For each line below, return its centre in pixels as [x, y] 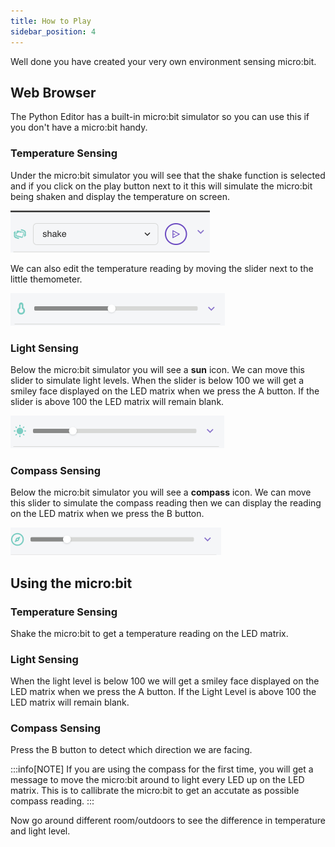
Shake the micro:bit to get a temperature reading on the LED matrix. [149, 633]
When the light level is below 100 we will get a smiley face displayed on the [165, 681]
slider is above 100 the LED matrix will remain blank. [117, 401]
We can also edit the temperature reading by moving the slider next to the [162, 268]
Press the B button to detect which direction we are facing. [131, 750]
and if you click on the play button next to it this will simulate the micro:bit [161, 186]
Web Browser [53, 92]
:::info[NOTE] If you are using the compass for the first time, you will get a [162, 769]
